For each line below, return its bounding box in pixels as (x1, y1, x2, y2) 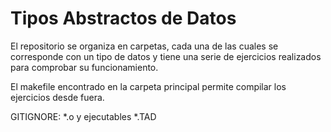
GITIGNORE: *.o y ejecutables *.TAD (10, 110, 157, 122)
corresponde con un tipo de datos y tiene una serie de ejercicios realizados (10, 50, 322, 62)
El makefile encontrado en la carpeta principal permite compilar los (10, 80, 287, 92)
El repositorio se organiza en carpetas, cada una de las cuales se (10, 40, 279, 52)
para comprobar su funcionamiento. (10, 61, 159, 73)
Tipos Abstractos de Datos (10, 7, 237, 30)
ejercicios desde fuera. (10, 91, 105, 103)
